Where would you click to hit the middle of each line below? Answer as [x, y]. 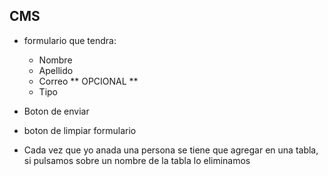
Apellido [56, 70]
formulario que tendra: [70, 40]
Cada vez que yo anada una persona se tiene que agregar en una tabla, [171, 150]
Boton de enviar [56, 111]
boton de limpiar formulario [80, 130]
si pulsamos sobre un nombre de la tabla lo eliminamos [137, 160]
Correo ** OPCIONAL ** [88, 81]
